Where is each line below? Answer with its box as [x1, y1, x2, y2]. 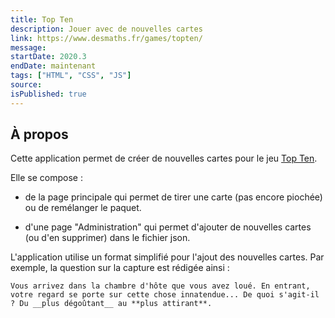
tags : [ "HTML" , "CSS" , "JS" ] [10, 71, 132, 81]
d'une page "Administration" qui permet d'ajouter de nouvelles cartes [24, 221, 312, 233]
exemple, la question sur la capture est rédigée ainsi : [10, 262, 230, 274]
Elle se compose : [10, 172, 83, 184]
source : [10, 80, 43, 90]
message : [10, 42, 47, 53]
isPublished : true [10, 89, 87, 99]
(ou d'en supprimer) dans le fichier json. [24, 232, 191, 244]
